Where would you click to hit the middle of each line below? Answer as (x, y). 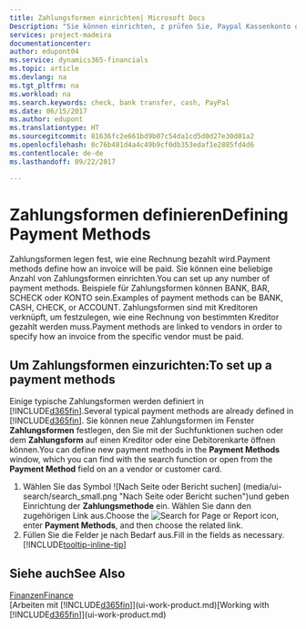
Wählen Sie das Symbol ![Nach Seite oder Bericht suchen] (132, 487)
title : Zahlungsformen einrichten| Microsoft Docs (107, 18)
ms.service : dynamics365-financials (79, 60)
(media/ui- (262, 487)
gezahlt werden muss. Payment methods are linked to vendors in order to (146, 327)
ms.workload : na (40, 94)
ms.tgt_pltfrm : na (44, 86)
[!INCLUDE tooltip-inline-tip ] (74, 545)
